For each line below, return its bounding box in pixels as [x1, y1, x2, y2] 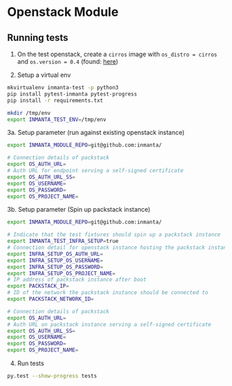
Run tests [17, 359, 45, 367]
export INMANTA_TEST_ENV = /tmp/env [7, 116, 107, 123]
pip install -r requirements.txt [7, 97, 104, 104]
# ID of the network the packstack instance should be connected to [7, 289, 209, 296]
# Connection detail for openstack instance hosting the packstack [7, 244, 206, 251]
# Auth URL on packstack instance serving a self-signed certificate [7, 321, 212, 328]
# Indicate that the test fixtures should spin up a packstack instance [7, 231, 221, 239]
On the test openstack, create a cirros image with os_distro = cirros [17, 50, 217, 58]
